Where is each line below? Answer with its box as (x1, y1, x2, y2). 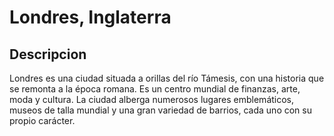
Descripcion (9, 46, 87, 63)
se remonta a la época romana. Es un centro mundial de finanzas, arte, (9, 83, 301, 95)
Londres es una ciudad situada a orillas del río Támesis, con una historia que (9, 72, 325, 84)
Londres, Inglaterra (9, 6, 172, 29)
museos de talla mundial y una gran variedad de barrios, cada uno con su (9, 104, 312, 116)
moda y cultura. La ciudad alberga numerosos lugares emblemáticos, (9, 94, 295, 105)
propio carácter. (9, 115, 76, 126)
